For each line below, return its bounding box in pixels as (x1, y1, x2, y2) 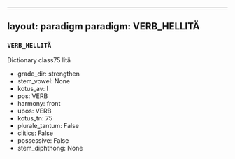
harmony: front (17, 99, 61, 107)
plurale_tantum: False (17, 121, 79, 130)
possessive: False (17, 136, 69, 144)
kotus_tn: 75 (17, 113, 53, 123)
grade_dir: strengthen (17, 69, 80, 78)
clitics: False (17, 129, 54, 137)
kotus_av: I (17, 84, 49, 92)
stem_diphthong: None (17, 144, 83, 152)
